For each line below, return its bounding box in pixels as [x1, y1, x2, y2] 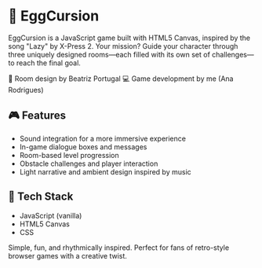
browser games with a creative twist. [8, 251, 128, 260]
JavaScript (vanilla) [19, 211, 82, 220]
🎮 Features [8, 109, 67, 123]
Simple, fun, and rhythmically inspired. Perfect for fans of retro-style [8, 243, 230, 252]
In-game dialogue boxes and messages [19, 141, 147, 152]
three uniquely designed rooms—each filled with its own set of [8, 50, 210, 59]
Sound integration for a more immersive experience [19, 134, 187, 143]
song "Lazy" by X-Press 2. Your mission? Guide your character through [8, 41, 238, 50]
